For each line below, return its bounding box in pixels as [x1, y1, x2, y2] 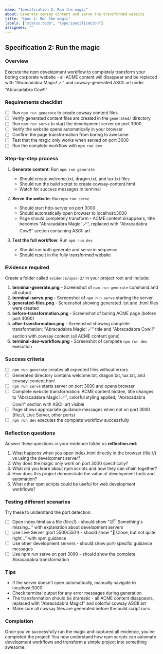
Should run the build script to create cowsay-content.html [19, 181, 135, 187]
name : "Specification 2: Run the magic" [5, 7, 89, 12]
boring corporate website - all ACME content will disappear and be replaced [5, 74, 158, 80]
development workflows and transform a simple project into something [5, 639, 147, 645]
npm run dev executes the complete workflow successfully [12, 417, 129, 423]
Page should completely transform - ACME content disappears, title [19, 215, 155, 221]
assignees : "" [5, 25, 34, 30]
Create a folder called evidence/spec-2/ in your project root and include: [5, 275, 150, 281]
